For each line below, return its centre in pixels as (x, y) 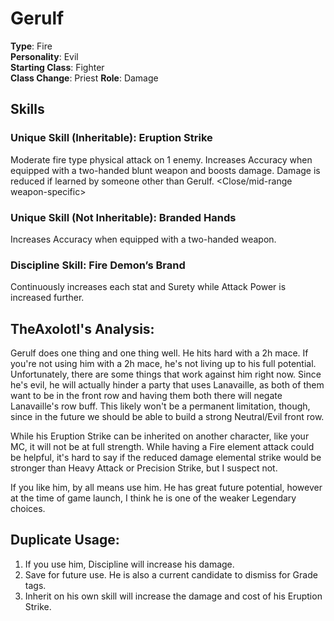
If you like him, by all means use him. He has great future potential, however (166, 488)
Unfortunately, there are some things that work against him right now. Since (166, 374)
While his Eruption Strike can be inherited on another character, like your (160, 436)
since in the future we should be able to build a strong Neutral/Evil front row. (167, 417)
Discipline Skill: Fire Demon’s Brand (98, 265)
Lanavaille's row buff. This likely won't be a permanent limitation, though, (160, 406)
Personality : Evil (44, 56)
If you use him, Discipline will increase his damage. (129, 564)
